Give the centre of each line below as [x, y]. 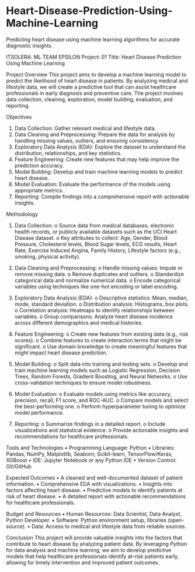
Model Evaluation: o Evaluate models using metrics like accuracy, [93, 394]
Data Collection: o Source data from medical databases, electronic [94, 225]
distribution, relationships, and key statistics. [68, 153]
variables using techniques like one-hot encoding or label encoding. [96, 286]
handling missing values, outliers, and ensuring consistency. [87, 140]
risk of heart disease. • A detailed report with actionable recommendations [96, 496]
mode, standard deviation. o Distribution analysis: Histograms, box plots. [102, 304]
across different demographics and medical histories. [79, 322]
